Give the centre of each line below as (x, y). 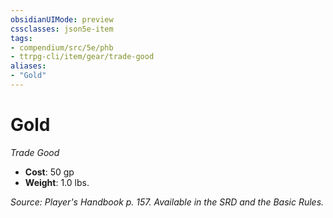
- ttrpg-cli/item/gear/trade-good (82, 57)
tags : (21, 38)
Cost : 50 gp (49, 172)
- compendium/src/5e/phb (62, 47)
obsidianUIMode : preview (62, 19)
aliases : (28, 66)
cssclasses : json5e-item (62, 29)
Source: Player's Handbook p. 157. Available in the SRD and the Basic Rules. (167, 202)
